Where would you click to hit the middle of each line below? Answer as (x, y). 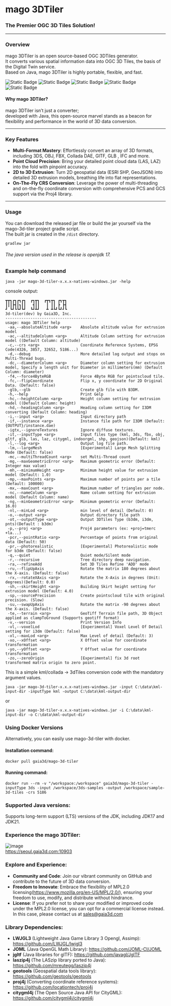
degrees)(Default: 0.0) (31, 582)
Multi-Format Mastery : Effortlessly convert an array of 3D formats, (83, 151)
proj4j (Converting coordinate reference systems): (65, 982)
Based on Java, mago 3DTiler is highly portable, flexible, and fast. (74, 72)
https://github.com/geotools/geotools (52, 976)
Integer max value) (26, 466)
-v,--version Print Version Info (65, 623)
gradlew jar (18, 243)
